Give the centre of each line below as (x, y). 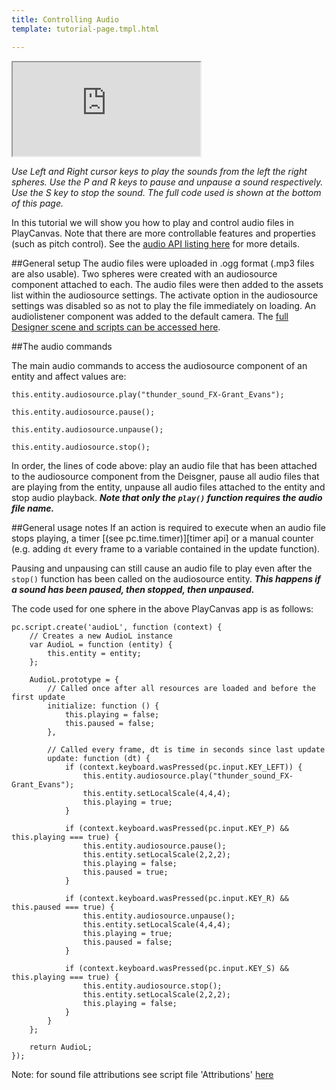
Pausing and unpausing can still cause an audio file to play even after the (162, 568)
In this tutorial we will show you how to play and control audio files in (152, 222)
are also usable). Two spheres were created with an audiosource (144, 273)
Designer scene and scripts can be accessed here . (116, 327)
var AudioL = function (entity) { (101, 644)
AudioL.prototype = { (74, 679)
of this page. (37, 203)
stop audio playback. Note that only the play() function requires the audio (167, 497)
